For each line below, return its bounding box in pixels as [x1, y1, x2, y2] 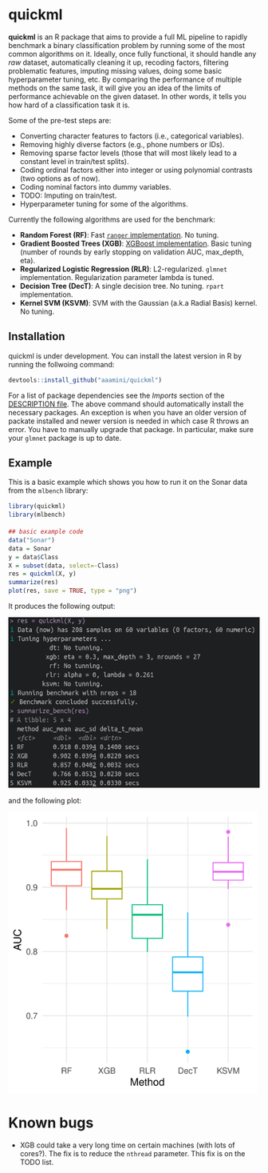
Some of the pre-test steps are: [8, 115, 112, 125]
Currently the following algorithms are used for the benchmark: [8, 214, 215, 224]
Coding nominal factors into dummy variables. [19, 182, 171, 191]
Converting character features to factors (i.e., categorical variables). [19, 130, 245, 141]
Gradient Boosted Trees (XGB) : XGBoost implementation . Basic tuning [19, 238, 252, 248]
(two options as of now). [19, 174, 100, 183]
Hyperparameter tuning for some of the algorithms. [19, 198, 189, 209]
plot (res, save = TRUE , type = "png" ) [8, 586, 137, 595]
